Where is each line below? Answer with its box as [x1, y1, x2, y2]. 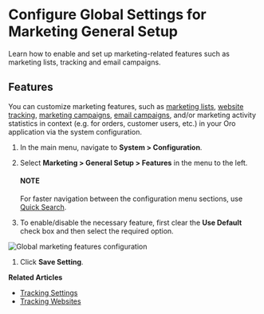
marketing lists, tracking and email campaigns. [8, 57, 161, 67]
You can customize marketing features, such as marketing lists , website [8, 101, 244, 111]
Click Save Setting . [19, 257, 84, 266]
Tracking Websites [19, 296, 81, 306]
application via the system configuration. [8, 127, 142, 136]
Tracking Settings [19, 288, 78, 297]
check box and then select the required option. [19, 226, 174, 236]
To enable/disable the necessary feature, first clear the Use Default [19, 218, 242, 227]
